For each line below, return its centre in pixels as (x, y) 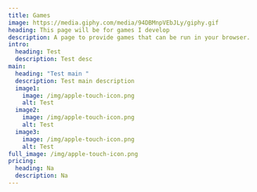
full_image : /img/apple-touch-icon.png (73, 154)
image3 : (28, 132)
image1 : (28, 88)
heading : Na (35, 168)
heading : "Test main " (52, 74)
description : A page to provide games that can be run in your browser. (129, 37)
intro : (19, 45)
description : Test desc (54, 60)
